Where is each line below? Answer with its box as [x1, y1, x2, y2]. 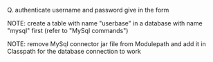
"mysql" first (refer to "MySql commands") [7, 27, 129, 34]
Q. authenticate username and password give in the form [7, 6, 169, 14]
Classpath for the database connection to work [7, 48, 142, 55]
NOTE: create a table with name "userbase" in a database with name [7, 19, 203, 27]
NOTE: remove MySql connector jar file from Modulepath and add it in [7, 40, 206, 48]
